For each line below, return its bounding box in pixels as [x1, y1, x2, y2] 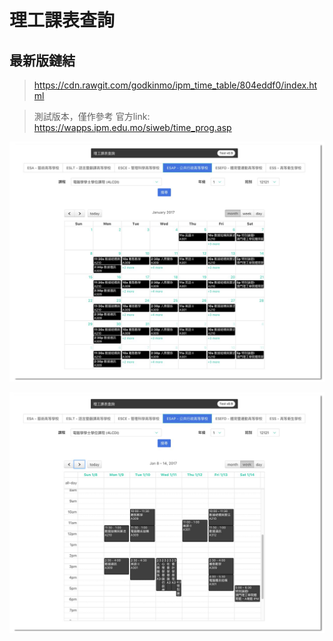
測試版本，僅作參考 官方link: [33, 111, 151, 122]
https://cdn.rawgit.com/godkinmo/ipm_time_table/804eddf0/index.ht [33, 79, 318, 91]
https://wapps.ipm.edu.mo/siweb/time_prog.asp [33, 122, 232, 133]
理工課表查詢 [9, 9, 116, 32]
